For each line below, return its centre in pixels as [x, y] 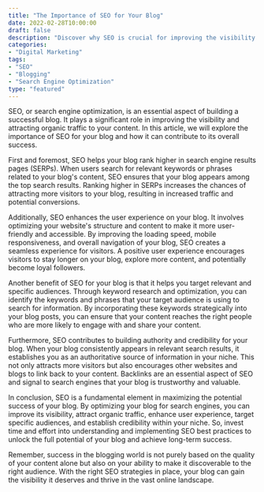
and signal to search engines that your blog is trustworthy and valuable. [125, 382]
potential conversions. [44, 202]
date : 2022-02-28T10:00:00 [52, 23]
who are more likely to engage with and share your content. [105, 325]
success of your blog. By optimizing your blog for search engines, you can [129, 406]
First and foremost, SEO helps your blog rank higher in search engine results [132, 160]
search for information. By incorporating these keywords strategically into [128, 308]
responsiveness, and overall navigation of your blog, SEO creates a [117, 242]
